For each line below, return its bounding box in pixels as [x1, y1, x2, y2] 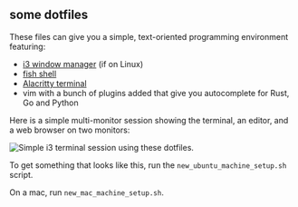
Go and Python [22, 97, 79, 108]
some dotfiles [9, 7, 89, 23]
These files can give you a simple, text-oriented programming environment [9, 31, 289, 42]
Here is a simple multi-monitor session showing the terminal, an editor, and [9, 114, 289, 125]
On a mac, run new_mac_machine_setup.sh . [9, 186, 165, 198]
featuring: [9, 41, 46, 52]
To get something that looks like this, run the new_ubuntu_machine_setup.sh [9, 159, 287, 171]
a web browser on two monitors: [9, 124, 130, 135]
